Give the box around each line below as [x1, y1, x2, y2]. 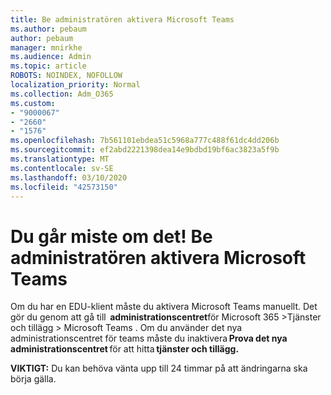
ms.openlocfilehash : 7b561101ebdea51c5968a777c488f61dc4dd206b [10, 136, 280, 146]
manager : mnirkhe [10, 42, 83, 53]
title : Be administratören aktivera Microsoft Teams [10, 14, 235, 25]
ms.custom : [10, 98, 56, 108]
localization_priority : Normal [10, 80, 141, 90]
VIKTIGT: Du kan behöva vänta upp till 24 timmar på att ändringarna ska [10, 362, 308, 375]
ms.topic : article [10, 61, 87, 71]
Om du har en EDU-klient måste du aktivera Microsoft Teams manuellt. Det [10, 301, 318, 313]
